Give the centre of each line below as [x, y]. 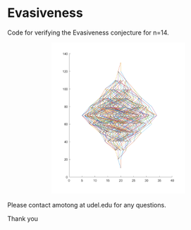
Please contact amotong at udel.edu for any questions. [87, 205]
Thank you [23, 218]
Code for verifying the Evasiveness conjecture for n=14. [88, 32]
